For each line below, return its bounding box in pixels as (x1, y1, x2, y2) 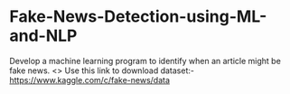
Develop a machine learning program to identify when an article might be (9, 55, 282, 66)
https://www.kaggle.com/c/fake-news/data (9, 74, 170, 85)
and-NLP (9, 25, 78, 46)
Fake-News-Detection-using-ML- (9, 6, 267, 27)
